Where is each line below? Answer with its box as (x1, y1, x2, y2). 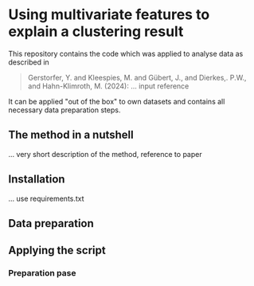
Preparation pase (8, 268, 76, 279)
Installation (8, 173, 65, 186)
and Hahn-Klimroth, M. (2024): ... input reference (27, 81, 190, 91)
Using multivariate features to (8, 6, 210, 24)
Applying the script (8, 244, 106, 257)
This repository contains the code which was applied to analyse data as (8, 49, 244, 58)
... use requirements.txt (8, 194, 85, 203)
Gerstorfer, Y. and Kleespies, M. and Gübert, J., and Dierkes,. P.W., (27, 72, 247, 82)
